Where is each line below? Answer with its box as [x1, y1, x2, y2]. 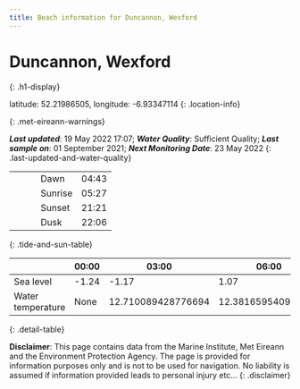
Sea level [13, 275, 52, 287]
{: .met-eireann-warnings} [9, 115, 105, 126]
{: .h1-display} [9, 81, 61, 92]
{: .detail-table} [9, 324, 65, 334]
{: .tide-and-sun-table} [9, 239, 94, 249]
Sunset [40, 201, 71, 214]
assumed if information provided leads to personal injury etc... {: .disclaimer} [9, 369, 291, 380]
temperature [13, 300, 66, 313]
